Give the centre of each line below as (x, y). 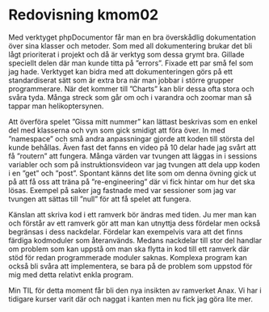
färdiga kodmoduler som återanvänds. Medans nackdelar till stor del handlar (135, 240)
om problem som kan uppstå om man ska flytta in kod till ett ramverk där (129, 249)
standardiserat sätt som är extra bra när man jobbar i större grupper (121, 80)
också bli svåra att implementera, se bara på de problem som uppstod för (130, 266)
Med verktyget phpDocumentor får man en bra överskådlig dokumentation (132, 37)
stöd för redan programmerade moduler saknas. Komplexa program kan (128, 257)
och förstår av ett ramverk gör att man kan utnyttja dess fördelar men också (134, 223)
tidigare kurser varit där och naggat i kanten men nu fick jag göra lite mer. (130, 299)
